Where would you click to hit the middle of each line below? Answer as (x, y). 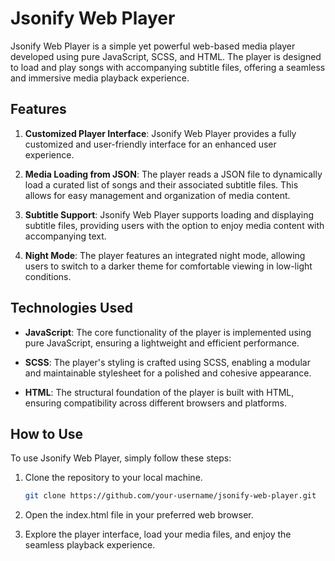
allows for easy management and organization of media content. (157, 195)
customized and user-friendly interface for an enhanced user (150, 144)
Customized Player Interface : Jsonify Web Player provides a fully (160, 133)
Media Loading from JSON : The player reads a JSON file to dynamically (173, 174)
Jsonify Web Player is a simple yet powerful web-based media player (153, 46)
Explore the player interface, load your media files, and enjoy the (158, 534)
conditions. (48, 276)
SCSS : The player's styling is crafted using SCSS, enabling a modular (167, 362)
